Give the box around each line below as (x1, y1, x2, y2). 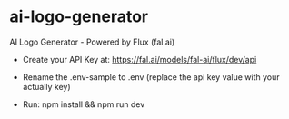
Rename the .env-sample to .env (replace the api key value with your (22, 71, 280, 83)
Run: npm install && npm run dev (22, 98, 145, 110)
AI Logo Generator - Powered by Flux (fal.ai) (9, 36, 175, 47)
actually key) (22, 81, 71, 92)
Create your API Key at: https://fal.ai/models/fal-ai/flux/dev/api (22, 54, 257, 64)
